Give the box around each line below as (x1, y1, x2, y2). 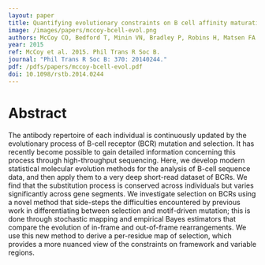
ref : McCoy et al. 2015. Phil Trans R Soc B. (8, 48, 160, 56)
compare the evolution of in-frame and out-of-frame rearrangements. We (8, 222, 247, 232)
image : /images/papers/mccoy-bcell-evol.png (8, 26, 157, 34)
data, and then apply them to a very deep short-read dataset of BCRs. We (8, 172, 248, 181)
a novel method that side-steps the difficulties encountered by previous (8, 197, 241, 207)
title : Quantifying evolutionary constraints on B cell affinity (8, 19, 227, 27)
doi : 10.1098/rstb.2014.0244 (8, 70, 104, 78)
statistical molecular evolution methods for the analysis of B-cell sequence (8, 163, 251, 174)
